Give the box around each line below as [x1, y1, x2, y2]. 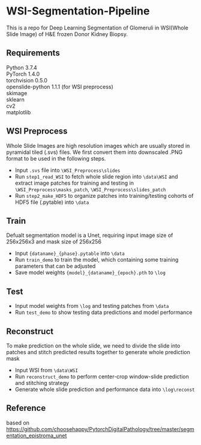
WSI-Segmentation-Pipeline [6, 4, 150, 18]
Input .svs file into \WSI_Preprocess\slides [14, 167, 121, 174]
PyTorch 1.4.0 [6, 70, 40, 78]
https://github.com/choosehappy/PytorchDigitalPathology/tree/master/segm [6, 425, 195, 432]
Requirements [6, 48, 60, 58]
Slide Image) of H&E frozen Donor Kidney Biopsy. [6, 30, 128, 37]
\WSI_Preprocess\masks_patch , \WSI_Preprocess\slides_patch [14, 185, 166, 193]
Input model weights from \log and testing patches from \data [14, 302, 169, 310]
